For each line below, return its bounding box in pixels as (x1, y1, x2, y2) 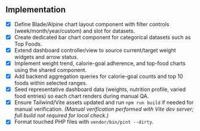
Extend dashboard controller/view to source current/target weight (14, 46, 176, 54)
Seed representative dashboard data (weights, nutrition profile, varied (14, 86, 186, 93)
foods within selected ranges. (14, 80, 88, 87)
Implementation (5, 5, 66, 15)
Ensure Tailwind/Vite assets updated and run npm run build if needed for (14, 99, 194, 106)
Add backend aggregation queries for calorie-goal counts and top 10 (14, 73, 183, 80)
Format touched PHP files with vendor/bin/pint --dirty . (14, 118, 154, 126)
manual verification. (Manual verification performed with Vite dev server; (14, 105, 194, 113)
